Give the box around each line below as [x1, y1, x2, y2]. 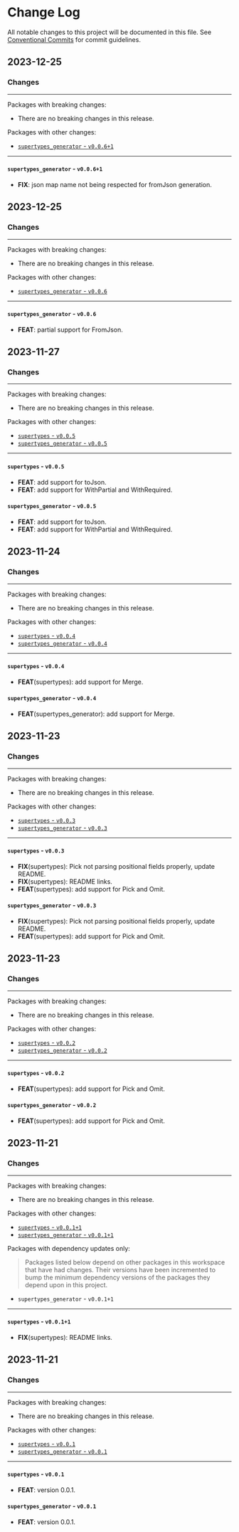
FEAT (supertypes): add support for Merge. [17, 677, 144, 686]
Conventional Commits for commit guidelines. [7, 35, 141, 43]
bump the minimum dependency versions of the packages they [24, 1273, 211, 1282]
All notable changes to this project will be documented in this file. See [7, 28, 212, 36]
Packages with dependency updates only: [7, 1244, 130, 1252]
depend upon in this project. [24, 1280, 108, 1289]
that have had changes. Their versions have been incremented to [24, 1265, 216, 1274]
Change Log [7, 4, 80, 21]
